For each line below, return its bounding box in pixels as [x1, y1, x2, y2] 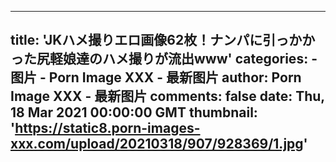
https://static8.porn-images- [14, 120, 201, 137]
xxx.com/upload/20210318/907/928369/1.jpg [10, 136, 304, 153]
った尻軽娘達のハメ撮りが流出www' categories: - [10, 51, 318, 68]
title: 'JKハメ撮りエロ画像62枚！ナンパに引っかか [10, 32, 316, 49]
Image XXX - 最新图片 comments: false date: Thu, [10, 88, 325, 105]
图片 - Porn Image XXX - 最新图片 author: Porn [10, 69, 302, 86]
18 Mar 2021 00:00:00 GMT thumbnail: [10, 104, 258, 121]
